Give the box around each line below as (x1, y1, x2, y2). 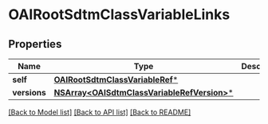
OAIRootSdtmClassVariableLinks (8, 6, 231, 24)
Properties (8, 37, 62, 51)
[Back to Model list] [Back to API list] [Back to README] (8, 107, 191, 117)
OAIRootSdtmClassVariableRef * (53, 74, 179, 85)
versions (12, 87, 46, 98)
